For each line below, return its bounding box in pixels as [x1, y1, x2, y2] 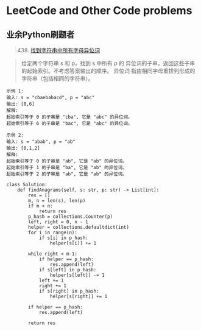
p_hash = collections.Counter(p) [28, 214, 113, 220]
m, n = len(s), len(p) [28, 198, 86, 204]
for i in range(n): [28, 229, 78, 235]
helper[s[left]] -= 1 [49, 272, 105, 278]
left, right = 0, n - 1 [28, 219, 88, 225]
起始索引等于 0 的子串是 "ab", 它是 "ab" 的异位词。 [6, 158, 127, 164]
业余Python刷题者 [6, 29, 75, 40]
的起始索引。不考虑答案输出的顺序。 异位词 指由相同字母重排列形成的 [21, 68, 196, 74]
